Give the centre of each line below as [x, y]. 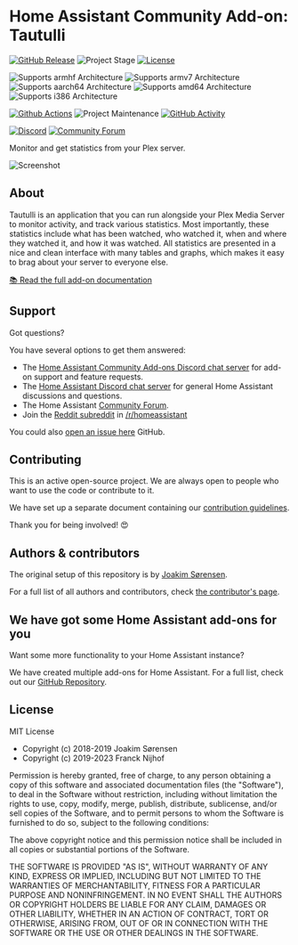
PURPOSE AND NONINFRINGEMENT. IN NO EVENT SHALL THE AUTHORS [146, 895]
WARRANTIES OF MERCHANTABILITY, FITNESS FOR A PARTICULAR [135, 885]
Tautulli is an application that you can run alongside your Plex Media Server [147, 215]
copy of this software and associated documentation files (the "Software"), [147, 785]
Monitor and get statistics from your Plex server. [97, 148]
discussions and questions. [72, 395]
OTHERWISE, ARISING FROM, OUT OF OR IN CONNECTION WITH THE [139, 923]
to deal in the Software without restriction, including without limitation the [143, 794]
